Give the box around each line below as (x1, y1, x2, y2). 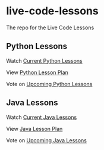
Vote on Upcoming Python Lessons (6, 80, 93, 87)
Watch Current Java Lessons (6, 114, 77, 121)
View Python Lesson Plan (6, 69, 68, 76)
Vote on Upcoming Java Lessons (6, 136, 87, 144)
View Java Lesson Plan (6, 125, 63, 132)
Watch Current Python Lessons (6, 57, 83, 64)
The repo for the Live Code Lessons (6, 24, 94, 31)
